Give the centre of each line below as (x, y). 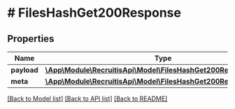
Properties (31, 39)
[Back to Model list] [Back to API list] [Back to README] (87, 99)
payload (24, 70)
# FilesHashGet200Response (94, 13)
